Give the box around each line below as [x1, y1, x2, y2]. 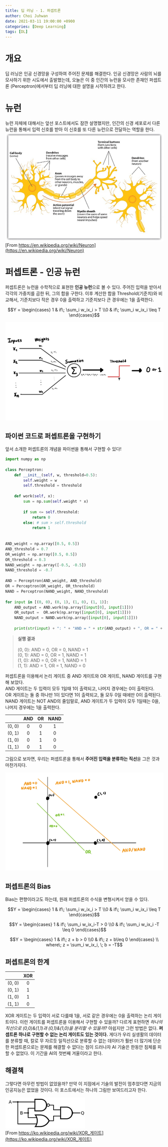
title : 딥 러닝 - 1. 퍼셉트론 [5, 8, 61, 13]
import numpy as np [5, 457, 46, 462]
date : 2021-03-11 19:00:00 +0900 [5, 19, 75, 24]
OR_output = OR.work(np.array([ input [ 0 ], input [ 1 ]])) [14, 610, 131, 615]
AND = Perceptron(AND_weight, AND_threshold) [5, 579, 102, 584]
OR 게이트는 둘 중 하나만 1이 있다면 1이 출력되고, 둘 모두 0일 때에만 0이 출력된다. [5, 691, 162, 697]
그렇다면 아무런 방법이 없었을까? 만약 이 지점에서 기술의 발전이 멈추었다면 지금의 [5, 1080, 161, 1086]
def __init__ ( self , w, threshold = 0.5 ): [14, 472, 98, 478]
